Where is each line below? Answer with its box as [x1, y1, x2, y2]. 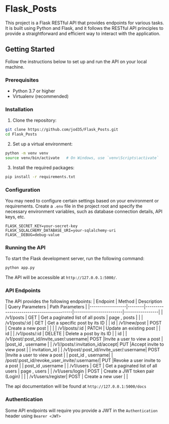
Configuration [5, 186, 40, 193]
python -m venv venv [5, 151, 49, 156]
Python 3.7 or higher [12, 88, 55, 94]
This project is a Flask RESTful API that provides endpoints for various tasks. [5, 20, 164, 26]
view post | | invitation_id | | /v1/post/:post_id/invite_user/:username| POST [5, 347, 160, 353]
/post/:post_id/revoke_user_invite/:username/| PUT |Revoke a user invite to [5, 357, 161, 363]
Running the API [5, 244, 46, 251]
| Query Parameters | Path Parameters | [5, 304, 87, 310]
